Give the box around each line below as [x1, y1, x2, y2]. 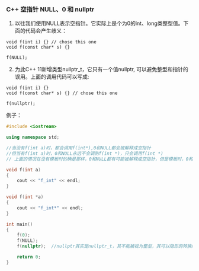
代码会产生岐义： [25, 27, 67, 34]
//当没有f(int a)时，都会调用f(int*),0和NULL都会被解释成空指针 [6, 145, 151, 151]
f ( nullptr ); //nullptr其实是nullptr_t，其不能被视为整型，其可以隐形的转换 [17, 243, 192, 250]
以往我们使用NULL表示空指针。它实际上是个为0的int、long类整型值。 [14, 20, 184, 27]
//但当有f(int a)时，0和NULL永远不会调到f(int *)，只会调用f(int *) [6, 150, 164, 157]
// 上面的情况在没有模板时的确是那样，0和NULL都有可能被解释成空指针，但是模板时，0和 [6, 156, 194, 162]
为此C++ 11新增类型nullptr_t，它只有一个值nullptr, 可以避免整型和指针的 [14, 66, 188, 73]
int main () [6, 221, 33, 227]
